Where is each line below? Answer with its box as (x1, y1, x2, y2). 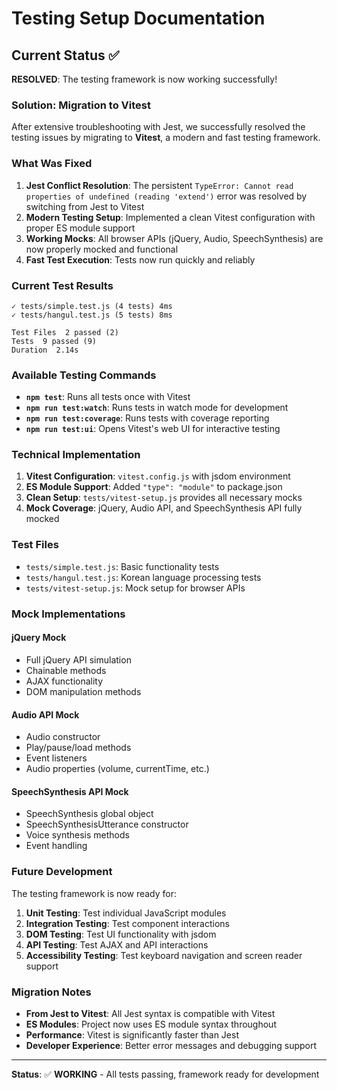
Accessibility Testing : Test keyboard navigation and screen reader (25, 949, 303, 961)
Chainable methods (25, 664, 107, 676)
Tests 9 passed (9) (11, 336, 98, 346)
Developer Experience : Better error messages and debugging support (25, 1039, 318, 1051)
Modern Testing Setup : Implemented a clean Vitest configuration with (25, 211, 316, 223)
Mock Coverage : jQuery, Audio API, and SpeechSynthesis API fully (25, 502, 303, 514)
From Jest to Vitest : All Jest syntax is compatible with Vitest (25, 1007, 276, 1019)
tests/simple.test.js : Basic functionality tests (25, 560, 220, 572)
